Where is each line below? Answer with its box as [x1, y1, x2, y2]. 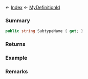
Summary [5, 17, 31, 24]
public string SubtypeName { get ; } [5, 29, 83, 34]
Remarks [5, 68, 28, 75]
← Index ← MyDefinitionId [5, 5, 60, 10]
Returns [5, 41, 26, 48]
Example [5, 55, 28, 62]
